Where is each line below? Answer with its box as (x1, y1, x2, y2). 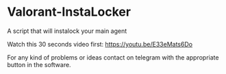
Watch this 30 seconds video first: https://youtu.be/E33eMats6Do (7, 40, 193, 48)
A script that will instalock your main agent (7, 27, 127, 35)
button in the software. (7, 60, 71, 69)
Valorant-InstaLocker (7, 4, 131, 20)
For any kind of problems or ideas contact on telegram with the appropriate (7, 53, 219, 62)
